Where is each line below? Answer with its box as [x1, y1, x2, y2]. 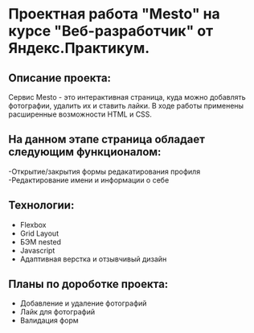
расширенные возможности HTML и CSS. [8, 109, 153, 119]
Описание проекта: [8, 71, 111, 84]
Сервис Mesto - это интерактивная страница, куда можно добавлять [8, 92, 247, 101]
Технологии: [8, 199, 75, 212]
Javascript [19, 245, 55, 255]
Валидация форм [19, 315, 79, 326]
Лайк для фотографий [19, 307, 96, 317]
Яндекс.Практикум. [8, 39, 150, 57]
